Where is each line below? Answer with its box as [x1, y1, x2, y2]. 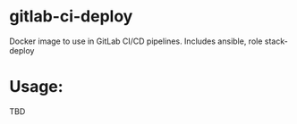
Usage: [9, 77, 64, 97]
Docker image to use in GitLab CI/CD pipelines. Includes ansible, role [9, 36, 263, 46]
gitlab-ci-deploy [9, 6, 133, 27]
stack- [264, 36, 288, 46]
